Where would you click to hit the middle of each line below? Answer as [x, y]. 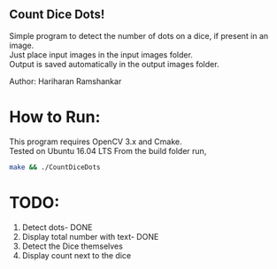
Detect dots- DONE [57, 227]
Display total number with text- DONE [90, 236]
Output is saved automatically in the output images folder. [114, 64]
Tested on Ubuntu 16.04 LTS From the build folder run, [108, 150]
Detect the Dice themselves [73, 246]
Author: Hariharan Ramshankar [65, 81]
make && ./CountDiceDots [55, 167]
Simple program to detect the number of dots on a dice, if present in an [139, 35]
